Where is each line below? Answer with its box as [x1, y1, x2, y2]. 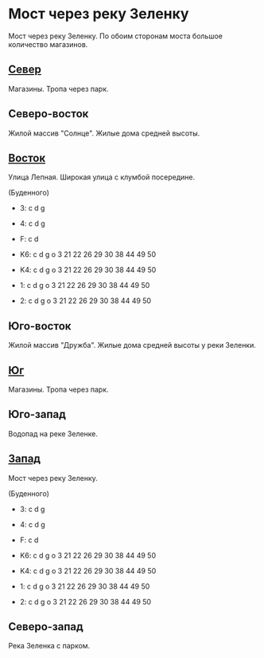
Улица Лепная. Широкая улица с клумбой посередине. [8, 172, 196, 182]
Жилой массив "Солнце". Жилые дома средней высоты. [8, 128, 200, 138]
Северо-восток [8, 107, 89, 120]
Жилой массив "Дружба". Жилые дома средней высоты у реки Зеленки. [8, 341, 257, 350]
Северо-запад [8, 620, 83, 634]
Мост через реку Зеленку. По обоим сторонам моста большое [8, 31, 223, 41]
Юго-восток [8, 319, 72, 333]
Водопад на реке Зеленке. [8, 428, 98, 439]
